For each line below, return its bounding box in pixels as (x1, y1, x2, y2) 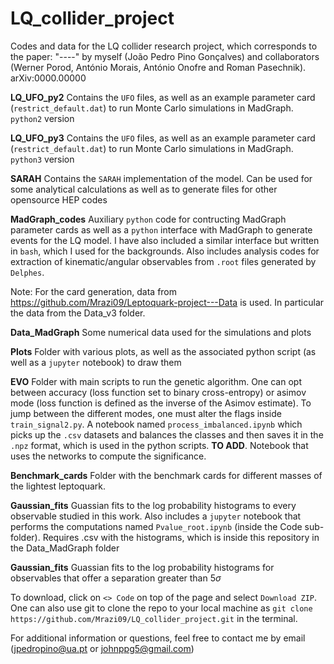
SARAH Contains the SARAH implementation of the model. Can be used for (10, 172, 313, 184)
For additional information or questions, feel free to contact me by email (10, 632, 306, 644)
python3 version (10, 153, 75, 165)
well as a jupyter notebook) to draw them (10, 356, 182, 368)
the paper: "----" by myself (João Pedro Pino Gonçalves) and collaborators (10, 50, 320, 62)
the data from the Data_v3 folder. (10, 307, 146, 319)
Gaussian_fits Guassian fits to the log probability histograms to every (10, 499, 297, 511)
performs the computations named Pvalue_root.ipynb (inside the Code (10, 520, 303, 532)
